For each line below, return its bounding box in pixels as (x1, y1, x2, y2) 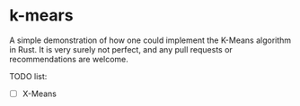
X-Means (22, 88, 57, 99)
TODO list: (9, 70, 48, 81)
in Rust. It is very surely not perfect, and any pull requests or (9, 44, 234, 54)
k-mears (9, 5, 74, 26)
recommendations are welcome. (9, 53, 128, 64)
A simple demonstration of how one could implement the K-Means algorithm (9, 35, 292, 45)
